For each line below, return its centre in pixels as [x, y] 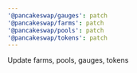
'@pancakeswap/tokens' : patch [58, 38]
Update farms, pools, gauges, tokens [68, 60]
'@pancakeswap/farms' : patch [56, 23]
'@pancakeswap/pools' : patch [56, 30]
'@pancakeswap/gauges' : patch [58, 15]
